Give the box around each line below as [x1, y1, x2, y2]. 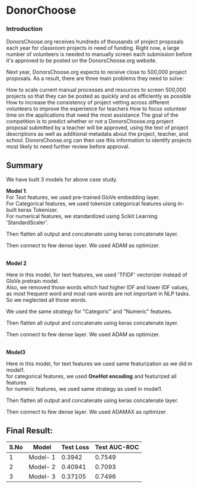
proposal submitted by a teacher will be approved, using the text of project [6, 124, 189, 131]
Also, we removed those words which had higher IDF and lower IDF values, [6, 284, 189, 291]
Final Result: [6, 425, 53, 436]
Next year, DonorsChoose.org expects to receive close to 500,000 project [6, 69, 187, 76]
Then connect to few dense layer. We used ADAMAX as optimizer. [6, 409, 167, 416]
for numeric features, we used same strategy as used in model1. [6, 385, 163, 393]
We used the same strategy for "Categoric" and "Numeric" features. [6, 308, 173, 315]
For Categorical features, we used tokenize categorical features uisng [6, 200, 177, 208]
